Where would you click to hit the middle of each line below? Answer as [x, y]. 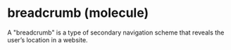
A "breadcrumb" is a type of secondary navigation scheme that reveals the [116, 32]
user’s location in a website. [48, 39]
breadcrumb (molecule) [78, 13]
